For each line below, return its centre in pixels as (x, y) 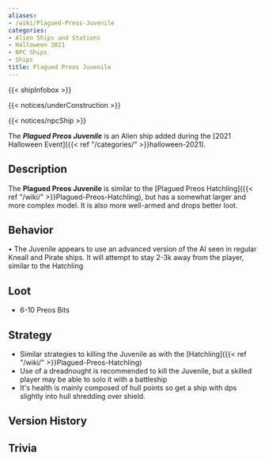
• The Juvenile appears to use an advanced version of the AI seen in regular (132, 249)
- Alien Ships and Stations (55, 38)
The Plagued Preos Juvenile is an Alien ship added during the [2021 (120, 136)
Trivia (23, 448)
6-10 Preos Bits (44, 310)
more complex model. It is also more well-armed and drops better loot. (123, 205)
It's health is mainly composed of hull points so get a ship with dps (128, 388)
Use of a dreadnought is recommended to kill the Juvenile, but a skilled (136, 371)
